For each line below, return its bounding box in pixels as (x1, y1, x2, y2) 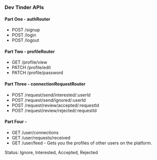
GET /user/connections (11, 129, 59, 136)
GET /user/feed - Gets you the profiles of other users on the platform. (11, 140, 153, 146)
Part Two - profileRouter (4, 48, 55, 54)
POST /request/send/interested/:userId (11, 92, 91, 98)
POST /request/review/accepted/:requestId (11, 102, 99, 108)
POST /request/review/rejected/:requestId (11, 107, 97, 114)
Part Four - (4, 119, 27, 125)
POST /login (11, 32, 36, 38)
